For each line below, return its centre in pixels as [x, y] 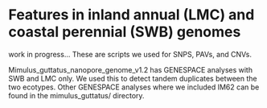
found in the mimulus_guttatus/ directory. [76, 95]
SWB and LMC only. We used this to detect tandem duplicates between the [133, 78]
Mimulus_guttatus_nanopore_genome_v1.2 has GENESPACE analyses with [131, 69]
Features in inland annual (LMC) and [131, 15]
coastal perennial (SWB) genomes [125, 32]
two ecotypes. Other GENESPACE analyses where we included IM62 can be [134, 87]
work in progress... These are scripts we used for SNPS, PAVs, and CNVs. [130, 54]
